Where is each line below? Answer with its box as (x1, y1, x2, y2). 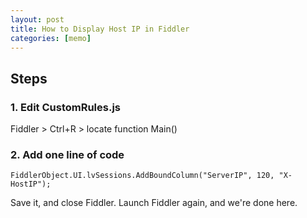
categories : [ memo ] (10, 33, 92, 43)
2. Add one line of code (10, 147, 125, 161)
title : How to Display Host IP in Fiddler (10, 24, 190, 34)
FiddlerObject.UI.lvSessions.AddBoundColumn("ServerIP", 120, (10, 171, 275, 181)
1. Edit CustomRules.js (10, 100, 122, 114)
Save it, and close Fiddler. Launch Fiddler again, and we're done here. (10, 197, 298, 209)
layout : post (10, 14, 65, 25)
